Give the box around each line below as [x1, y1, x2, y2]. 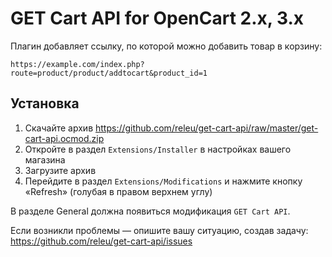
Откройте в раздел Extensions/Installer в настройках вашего [24, 143, 292, 155]
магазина [24, 153, 66, 166]
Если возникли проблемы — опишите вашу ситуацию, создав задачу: [10, 224, 309, 236]
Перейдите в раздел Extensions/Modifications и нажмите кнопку [24, 175, 303, 187]
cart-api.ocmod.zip [24, 132, 105, 144]
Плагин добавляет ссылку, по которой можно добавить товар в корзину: [10, 40, 323, 52]
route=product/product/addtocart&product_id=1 [10, 68, 208, 78]
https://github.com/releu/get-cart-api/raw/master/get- [94, 122, 319, 134]
